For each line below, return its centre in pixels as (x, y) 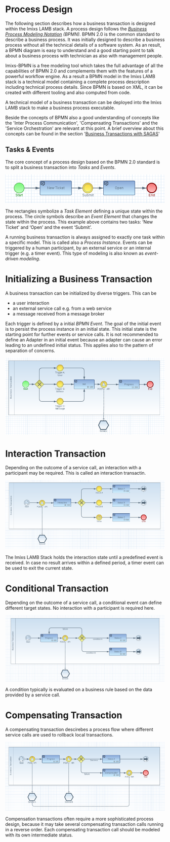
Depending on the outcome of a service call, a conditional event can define (83, 603)
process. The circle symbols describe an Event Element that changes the (81, 216)
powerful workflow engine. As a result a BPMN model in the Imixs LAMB (80, 76)
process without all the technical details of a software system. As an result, (83, 45)
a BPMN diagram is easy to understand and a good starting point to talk (80, 50)
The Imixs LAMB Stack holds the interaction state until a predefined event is (84, 557)
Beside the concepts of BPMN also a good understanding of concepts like (82, 117)
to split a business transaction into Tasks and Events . (60, 167)
